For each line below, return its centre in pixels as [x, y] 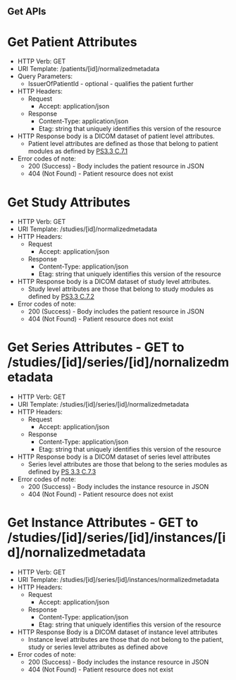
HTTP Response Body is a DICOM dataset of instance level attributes [118, 632]
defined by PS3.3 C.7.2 [61, 297]
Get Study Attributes [69, 202]
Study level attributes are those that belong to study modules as [121, 289]
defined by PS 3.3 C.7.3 [62, 472]
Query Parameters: [45, 76]
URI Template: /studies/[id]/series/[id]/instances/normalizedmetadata [118, 580]
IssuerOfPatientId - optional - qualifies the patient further [111, 84]
